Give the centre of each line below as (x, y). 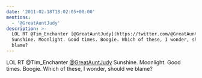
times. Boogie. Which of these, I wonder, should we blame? (80, 68)
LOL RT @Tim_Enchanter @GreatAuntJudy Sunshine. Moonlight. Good (94, 62)
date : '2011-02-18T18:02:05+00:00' (51, 12)
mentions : (19, 17)
